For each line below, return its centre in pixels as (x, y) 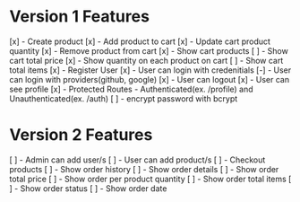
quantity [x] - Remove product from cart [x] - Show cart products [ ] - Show (149, 50)
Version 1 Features (80, 17)
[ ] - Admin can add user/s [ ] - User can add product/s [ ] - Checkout (137, 160)
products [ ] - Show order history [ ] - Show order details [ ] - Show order (144, 169)
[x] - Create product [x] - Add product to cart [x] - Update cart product (140, 41)
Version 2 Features (81, 135)
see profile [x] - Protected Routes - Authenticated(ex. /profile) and (131, 89)
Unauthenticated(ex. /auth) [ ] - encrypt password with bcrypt (124, 98)
